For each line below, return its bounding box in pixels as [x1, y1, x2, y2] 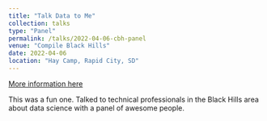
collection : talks [8, 19, 70, 27]
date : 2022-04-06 [8, 49, 67, 57]
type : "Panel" [8, 27, 57, 35]
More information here [8, 78, 83, 89]
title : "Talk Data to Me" [8, 11, 95, 20]
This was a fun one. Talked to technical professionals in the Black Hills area [8, 94, 259, 104]
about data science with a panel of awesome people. [8, 102, 184, 113]
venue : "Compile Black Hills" [8, 42, 111, 50]
